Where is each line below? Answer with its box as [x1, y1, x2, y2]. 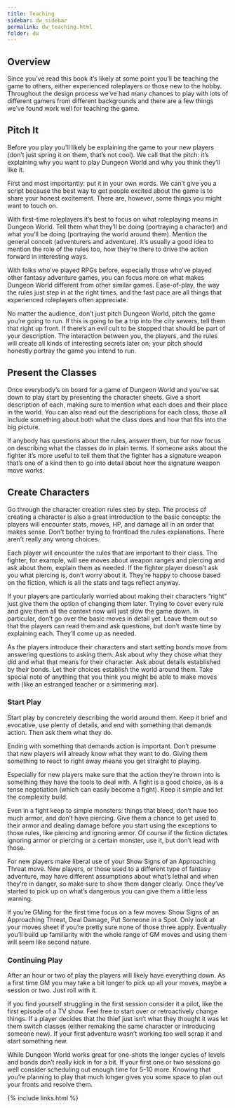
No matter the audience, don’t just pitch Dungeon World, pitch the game [7, 309, 215, 318]
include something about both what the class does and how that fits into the [7, 415, 227, 424]
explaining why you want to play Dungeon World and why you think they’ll [7, 158, 221, 166]
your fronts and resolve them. [7, 1081, 93, 1089]
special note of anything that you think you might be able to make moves [7, 673, 217, 681]
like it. [7, 165, 25, 174]
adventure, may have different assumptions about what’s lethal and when [7, 872, 219, 880]
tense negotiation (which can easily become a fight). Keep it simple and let [7, 785, 223, 793]
